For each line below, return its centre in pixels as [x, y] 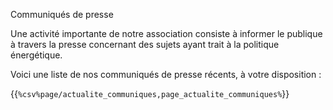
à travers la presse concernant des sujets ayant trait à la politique [145, 44]
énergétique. [36, 55]
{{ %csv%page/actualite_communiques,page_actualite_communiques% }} [150, 93]
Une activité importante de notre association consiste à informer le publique [166, 33]
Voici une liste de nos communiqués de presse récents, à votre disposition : [166, 74]
